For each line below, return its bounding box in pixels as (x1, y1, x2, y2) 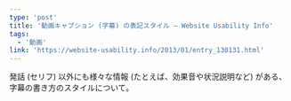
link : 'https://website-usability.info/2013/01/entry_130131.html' (9, 46, 265, 55)
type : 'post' (9, 12, 58, 22)
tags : (9, 29, 29, 38)
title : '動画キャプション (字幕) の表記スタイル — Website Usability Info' (9, 21, 274, 30)
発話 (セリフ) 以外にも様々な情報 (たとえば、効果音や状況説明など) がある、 (9, 72, 287, 82)
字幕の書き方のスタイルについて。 (9, 82, 134, 93)
